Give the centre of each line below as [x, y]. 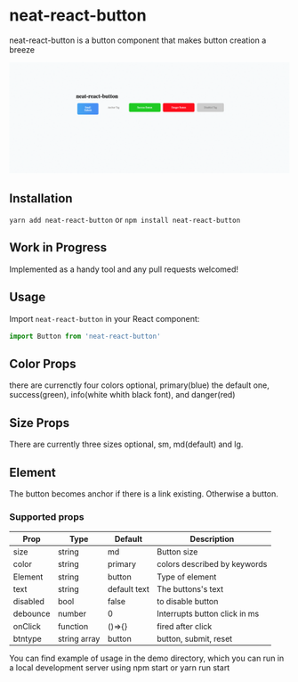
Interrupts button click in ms [208, 614]
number [72, 614]
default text [128, 588]
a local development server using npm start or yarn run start [120, 668]
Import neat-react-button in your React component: [105, 318]
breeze [22, 49]
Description [212, 538]
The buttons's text [190, 588]
